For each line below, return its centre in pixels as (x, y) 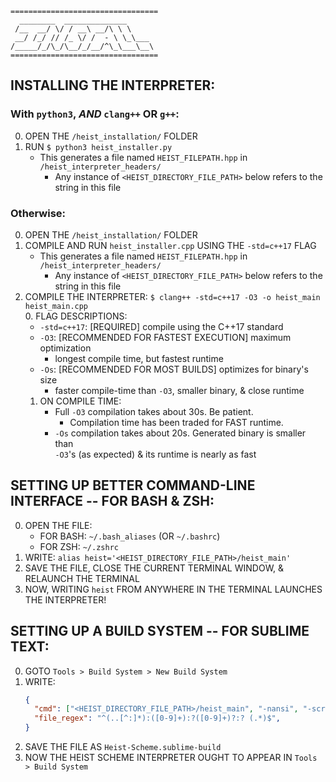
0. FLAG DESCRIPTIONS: (76, 316)
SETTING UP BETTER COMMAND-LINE (133, 485)
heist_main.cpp (56, 306)
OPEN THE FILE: (58, 525)
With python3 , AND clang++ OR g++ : (95, 114)
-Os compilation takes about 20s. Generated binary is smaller (180, 433)
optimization (65, 348)
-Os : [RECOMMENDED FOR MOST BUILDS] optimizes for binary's (174, 369)
